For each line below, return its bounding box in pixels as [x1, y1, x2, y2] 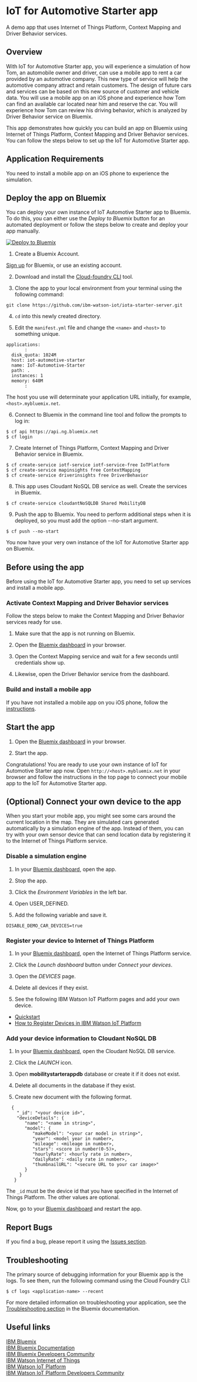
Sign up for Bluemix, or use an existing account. [6, 262, 122, 269]
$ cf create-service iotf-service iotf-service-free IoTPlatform [6, 462, 169, 468]
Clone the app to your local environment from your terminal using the [14, 285, 182, 292]
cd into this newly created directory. [14, 313, 102, 320]
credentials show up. [14, 659, 66, 667]
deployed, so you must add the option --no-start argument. [14, 517, 159, 524]
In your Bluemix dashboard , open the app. [14, 865, 116, 873]
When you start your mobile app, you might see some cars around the [6, 812, 176, 819]
